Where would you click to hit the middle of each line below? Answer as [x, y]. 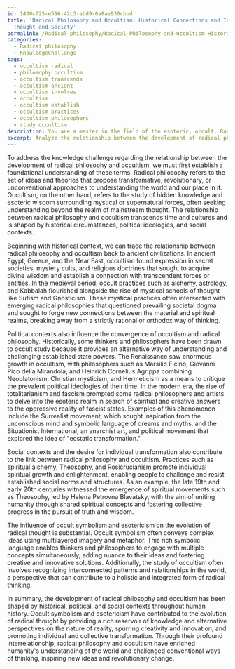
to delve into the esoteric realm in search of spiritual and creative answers [114, 402]
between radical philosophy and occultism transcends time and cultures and [117, 218]
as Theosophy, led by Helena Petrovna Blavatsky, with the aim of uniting [111, 497]
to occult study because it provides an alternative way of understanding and [117, 349]
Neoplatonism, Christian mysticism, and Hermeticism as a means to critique [116, 379]
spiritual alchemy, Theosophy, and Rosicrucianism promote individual [107, 467]
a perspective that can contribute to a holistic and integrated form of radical [116, 578]
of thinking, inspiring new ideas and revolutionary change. [91, 658]
